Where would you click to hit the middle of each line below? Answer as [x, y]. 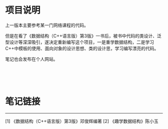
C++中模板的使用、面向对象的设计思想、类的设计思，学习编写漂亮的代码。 [82, 48]
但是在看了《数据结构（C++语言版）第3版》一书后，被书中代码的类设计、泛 [83, 36]
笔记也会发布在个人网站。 [31, 59]
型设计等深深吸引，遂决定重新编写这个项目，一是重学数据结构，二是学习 [79, 42]
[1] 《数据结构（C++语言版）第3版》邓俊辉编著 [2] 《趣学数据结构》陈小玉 [82, 121]
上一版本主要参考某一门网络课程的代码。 [47, 25]
